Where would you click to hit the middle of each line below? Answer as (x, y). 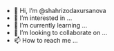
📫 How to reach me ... (46, 40)
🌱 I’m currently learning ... (50, 25)
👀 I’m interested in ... (43, 18)
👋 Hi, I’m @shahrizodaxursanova (60, 11)
